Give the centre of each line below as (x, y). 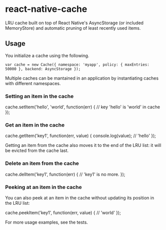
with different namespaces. (33, 83)
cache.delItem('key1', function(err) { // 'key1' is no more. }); (65, 174)
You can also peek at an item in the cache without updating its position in (80, 198)
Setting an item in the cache (39, 96)
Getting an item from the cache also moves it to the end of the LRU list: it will (83, 145)
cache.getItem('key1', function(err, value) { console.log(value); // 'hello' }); (81, 136)
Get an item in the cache (35, 125)
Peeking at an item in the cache (44, 187)
